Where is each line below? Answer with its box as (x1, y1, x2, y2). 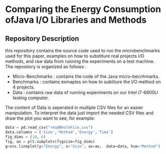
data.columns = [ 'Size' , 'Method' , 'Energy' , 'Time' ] (5, 129, 113, 134)
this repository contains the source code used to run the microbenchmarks (5, 48, 160, 53)
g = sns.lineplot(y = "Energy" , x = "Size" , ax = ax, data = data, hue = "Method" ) (5, 143, 160, 149)
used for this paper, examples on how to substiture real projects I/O (5, 53, 144, 59)
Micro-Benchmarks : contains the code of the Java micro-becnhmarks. (12, 73, 159, 79)
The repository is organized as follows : (5, 64, 87, 69)
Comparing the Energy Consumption (5, 4, 161, 15)
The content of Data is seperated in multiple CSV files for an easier (5, 105, 143, 110)
